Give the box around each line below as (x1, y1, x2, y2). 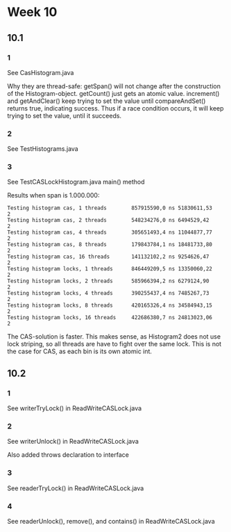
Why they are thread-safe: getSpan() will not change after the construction (7, 81, 221, 90)
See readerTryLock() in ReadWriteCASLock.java (7, 484, 144, 492)
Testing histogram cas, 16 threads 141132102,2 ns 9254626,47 (7, 253, 209, 261)
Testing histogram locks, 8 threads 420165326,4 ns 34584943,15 (7, 302, 213, 309)
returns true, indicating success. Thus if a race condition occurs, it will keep (7, 104, 224, 112)
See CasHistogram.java (7, 68, 74, 76)
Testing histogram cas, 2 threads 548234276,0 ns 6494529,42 (7, 217, 209, 224)
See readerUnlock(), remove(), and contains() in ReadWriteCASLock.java (7, 517, 215, 526)
